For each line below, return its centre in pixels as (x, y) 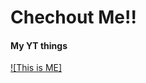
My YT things (39, 45)
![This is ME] (36, 68)
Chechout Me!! (73, 17)
